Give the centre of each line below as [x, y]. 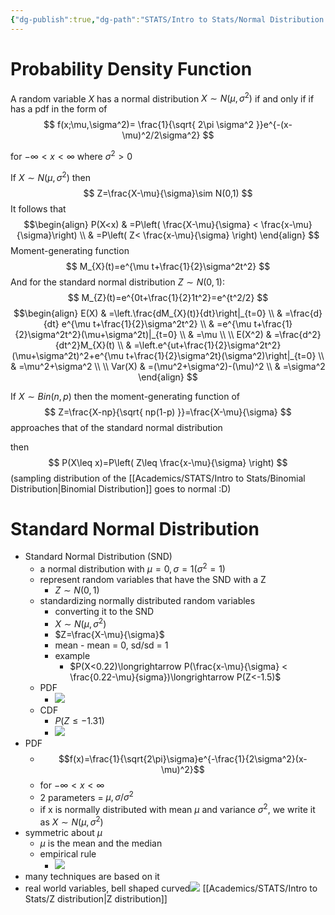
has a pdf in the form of [59, 109]
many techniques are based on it [92, 876]
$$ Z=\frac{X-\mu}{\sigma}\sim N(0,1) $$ [168, 193]
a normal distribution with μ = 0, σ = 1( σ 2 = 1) [132, 568]
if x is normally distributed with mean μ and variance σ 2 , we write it [177, 809]
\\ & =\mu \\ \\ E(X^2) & [225, 334]
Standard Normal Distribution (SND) [98, 557]
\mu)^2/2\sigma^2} [161, 135]
